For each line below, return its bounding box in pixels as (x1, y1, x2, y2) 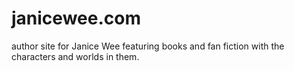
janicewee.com (11, 7, 141, 30)
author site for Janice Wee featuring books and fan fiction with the (11, 40, 285, 52)
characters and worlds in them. (11, 50, 140, 62)
